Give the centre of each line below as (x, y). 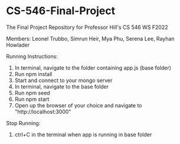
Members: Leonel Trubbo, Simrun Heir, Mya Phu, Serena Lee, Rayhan (91, 38)
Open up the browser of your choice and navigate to (78, 105)
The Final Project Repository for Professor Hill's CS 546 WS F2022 (87, 27)
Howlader (18, 45)
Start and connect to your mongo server (63, 80)
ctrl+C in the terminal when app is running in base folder (83, 135)
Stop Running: (23, 123)
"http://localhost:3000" (43, 112)
